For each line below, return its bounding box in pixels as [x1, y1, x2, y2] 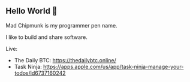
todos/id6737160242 [14, 69, 67, 77]
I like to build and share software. [5, 34, 88, 41]
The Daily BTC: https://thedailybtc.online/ [14, 56, 116, 63]
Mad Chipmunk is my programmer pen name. [5, 22, 117, 29]
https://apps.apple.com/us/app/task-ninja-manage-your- [43, 63, 184, 70]
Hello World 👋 [5, 6, 58, 16]
